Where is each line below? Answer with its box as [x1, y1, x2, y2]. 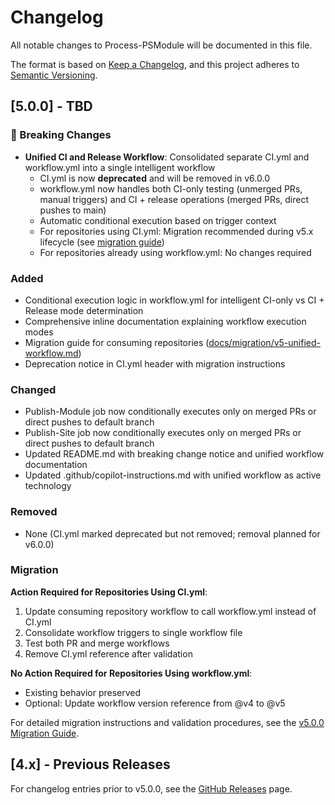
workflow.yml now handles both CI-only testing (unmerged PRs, [39, 182, 303, 195]
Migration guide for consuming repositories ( [24, 336, 210, 348]
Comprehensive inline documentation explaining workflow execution [24, 315, 307, 327]
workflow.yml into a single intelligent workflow [24, 161, 216, 173]
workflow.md [24, 347, 79, 359]
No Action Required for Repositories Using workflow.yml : [10, 667, 253, 679]
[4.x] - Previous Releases [10, 756, 171, 773]
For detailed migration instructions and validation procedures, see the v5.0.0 [10, 716, 325, 728]
